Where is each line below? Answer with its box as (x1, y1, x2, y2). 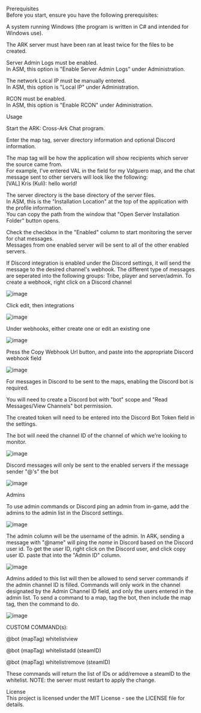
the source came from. (6, 161, 63, 167)
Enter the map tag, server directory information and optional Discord (6, 136, 175, 143)
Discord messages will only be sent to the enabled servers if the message (6, 462, 189, 469)
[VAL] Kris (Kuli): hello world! (6, 180, 77, 187)
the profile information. (6, 204, 63, 211)
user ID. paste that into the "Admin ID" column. (6, 552, 121, 559)
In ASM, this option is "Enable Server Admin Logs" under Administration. (6, 65, 185, 73)
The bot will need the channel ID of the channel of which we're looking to (6, 432, 187, 439)
